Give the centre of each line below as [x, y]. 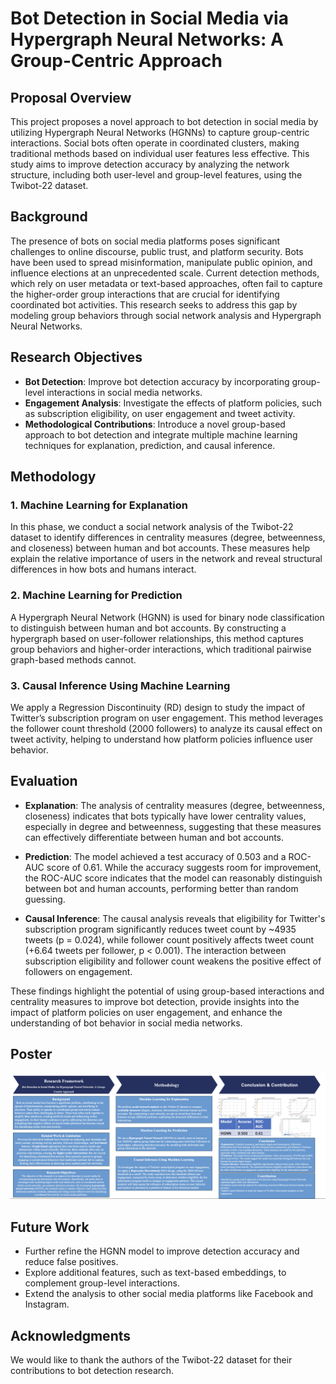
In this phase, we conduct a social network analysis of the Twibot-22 [152, 527]
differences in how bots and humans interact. [103, 569]
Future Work [50, 1227]
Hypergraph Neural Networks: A [147, 39]
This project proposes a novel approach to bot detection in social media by [164, 121]
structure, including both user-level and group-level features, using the [156, 175]
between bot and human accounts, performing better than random [161, 888]
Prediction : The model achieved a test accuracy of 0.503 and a [155, 856]
